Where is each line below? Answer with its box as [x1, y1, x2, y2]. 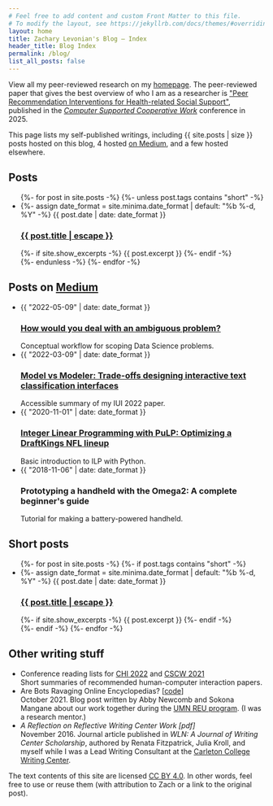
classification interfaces [19, 380, 119, 391]
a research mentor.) [19, 712, 87, 721]
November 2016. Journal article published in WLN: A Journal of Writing [19, 729, 258, 738]
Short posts [8, 538, 69, 551]
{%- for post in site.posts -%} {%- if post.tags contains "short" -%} [19, 559, 246, 569]
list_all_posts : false [8, 58, 85, 66]
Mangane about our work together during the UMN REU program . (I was [19, 703, 262, 712]
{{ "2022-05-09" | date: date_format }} [19, 302, 150, 312]
